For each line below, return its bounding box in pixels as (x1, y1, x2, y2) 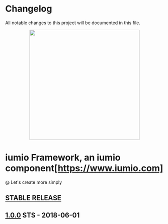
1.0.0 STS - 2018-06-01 (5, 211, 80, 219)
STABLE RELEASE (5, 194, 61, 202)
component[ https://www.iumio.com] (5, 163, 163, 174)
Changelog (5, 3, 52, 15)
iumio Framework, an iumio (5, 152, 121, 164)
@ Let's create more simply (5, 179, 62, 185)
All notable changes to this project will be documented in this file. (5, 20, 141, 26)
